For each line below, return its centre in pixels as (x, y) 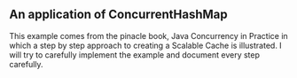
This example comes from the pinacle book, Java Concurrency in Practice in (148, 35)
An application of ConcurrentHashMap (118, 15)
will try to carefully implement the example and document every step (134, 55)
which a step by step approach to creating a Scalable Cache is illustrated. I (145, 45)
